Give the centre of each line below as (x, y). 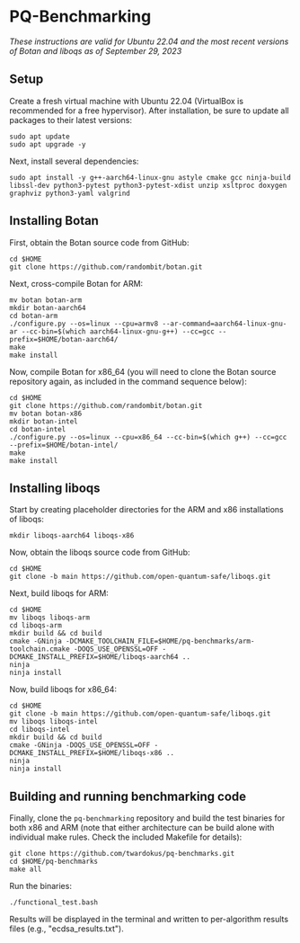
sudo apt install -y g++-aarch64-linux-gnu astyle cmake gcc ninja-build (150, 177)
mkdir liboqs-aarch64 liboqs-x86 (72, 536)
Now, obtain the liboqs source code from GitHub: (100, 552)
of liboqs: (27, 520)
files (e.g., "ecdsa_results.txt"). (66, 929)
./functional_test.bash (54, 903)
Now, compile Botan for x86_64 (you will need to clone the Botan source (143, 371)
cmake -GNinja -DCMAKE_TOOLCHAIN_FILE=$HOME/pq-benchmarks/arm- (132, 641)
